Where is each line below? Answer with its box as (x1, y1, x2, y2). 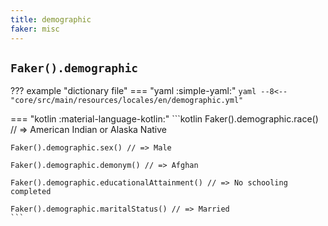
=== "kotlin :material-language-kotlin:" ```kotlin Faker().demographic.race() (10, 113, 319, 125)
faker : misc (10, 24, 60, 34)
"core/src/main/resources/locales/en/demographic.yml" (10, 96, 244, 106)
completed (10, 187, 52, 197)
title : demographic (10, 14, 92, 25)
